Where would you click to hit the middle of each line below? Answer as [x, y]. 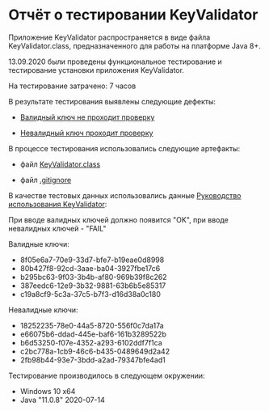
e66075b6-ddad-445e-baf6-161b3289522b [93, 334]
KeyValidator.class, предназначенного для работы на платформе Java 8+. [134, 45]
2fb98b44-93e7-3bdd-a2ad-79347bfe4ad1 [92, 360]
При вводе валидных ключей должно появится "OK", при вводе [118, 219]
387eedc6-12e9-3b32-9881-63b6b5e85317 [93, 286]
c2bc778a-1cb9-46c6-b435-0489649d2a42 [95, 351]
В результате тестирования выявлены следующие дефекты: [112, 101]
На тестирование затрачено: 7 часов [72, 86]
